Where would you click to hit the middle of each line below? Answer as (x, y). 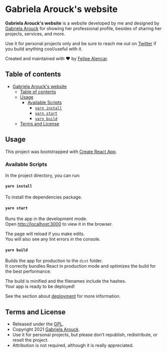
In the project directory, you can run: (43, 175)
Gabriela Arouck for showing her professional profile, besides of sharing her (83, 28)
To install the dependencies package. (44, 197)
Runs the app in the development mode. (46, 219)
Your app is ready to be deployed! (40, 286)
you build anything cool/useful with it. (44, 49)
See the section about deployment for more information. (63, 296)
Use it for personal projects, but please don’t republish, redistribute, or (85, 335)
